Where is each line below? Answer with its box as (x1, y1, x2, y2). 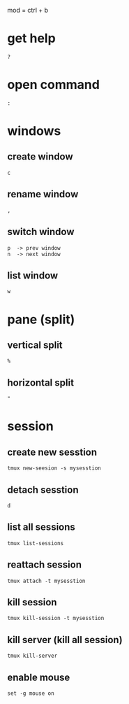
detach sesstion (7, 484, 79, 495)
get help (7, 31, 56, 46)
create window (7, 150, 73, 163)
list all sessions (7, 521, 75, 533)
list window (7, 269, 59, 281)
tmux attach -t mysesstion (7, 577, 86, 584)
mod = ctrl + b (7, 6, 49, 14)
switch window (7, 226, 75, 238)
